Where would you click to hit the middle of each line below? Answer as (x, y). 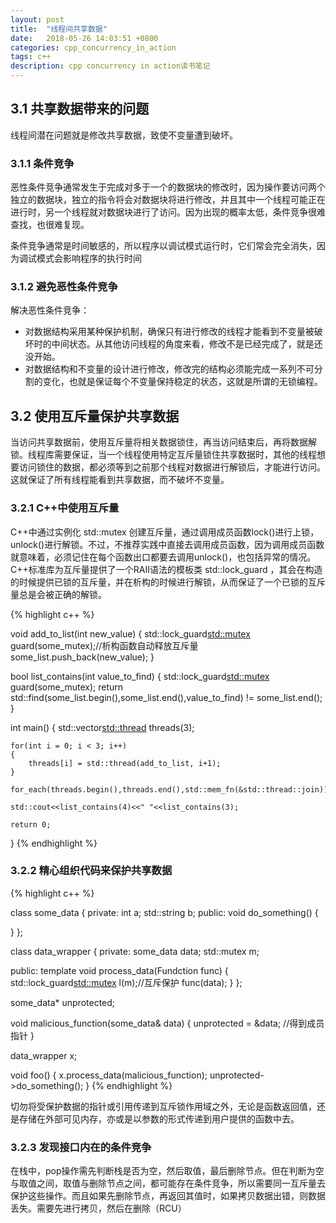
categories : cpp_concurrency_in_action (93, 47)
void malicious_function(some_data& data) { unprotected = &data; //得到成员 (167, 1023)
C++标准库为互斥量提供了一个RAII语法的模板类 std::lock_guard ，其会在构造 (166, 569)
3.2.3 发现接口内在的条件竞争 (81, 1147)
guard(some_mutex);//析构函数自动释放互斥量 (104, 645)
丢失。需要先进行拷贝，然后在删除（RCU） (98, 1208)
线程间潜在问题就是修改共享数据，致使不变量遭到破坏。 (124, 135)
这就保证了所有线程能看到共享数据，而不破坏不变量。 (120, 480)
